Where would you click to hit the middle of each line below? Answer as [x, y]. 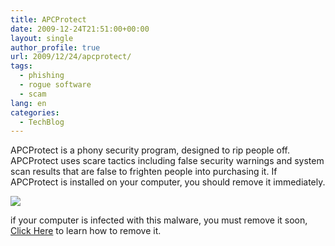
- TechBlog [42, 122]
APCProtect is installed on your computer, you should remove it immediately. [168, 182]
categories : [35, 112]
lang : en [28, 103]
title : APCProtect [48, 19]
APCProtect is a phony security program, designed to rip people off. [150, 150]
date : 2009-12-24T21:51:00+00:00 [80, 29]
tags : [21, 66]
